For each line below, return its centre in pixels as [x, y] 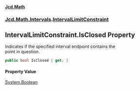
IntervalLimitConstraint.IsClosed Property [70, 35]
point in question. [22, 52]
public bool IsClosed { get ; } [37, 60]
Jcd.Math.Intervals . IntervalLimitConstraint [57, 19]
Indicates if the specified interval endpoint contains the [60, 46]
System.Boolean [21, 82]
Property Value [21, 71]
